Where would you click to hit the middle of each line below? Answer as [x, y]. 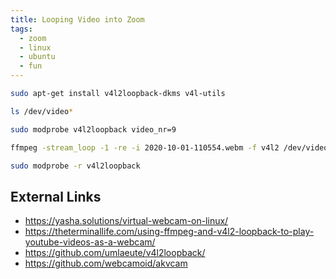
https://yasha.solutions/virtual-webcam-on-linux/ [126, 221]
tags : [21, 29]
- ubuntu [37, 57]
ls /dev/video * [42, 111]
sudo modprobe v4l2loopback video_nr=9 [93, 129]
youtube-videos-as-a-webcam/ [90, 242]
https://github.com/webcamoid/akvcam [106, 263]
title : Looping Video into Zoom [77, 19]
